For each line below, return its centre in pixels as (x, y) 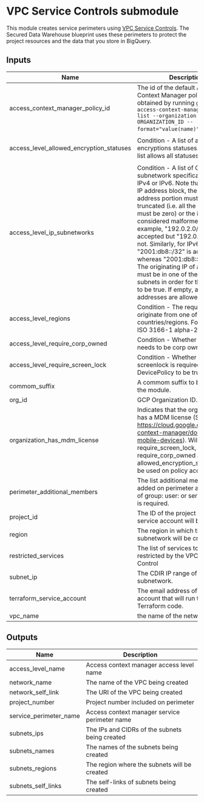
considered (153, 221)
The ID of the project (166, 513)
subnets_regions (33, 768)
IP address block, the (167, 190)
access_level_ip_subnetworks (52, 232)
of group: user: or (162, 495)
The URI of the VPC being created (134, 692)
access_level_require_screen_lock (58, 364)
